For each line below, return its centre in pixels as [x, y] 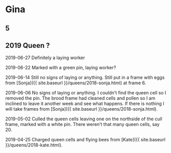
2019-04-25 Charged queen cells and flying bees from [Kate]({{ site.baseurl [86, 140]
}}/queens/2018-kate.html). [34, 145]
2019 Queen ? [28, 45]
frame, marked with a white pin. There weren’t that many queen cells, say [82, 124]
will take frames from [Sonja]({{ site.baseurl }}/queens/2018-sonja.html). [82, 109]
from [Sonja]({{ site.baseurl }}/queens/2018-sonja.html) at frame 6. [76, 83]
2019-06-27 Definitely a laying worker [45, 58]
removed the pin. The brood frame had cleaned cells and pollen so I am [80, 98]
